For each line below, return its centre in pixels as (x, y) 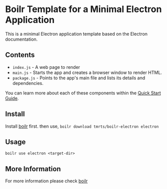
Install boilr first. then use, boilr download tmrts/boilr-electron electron (82, 126)
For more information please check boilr (46, 181)
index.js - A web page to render (46, 67)
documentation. (22, 39)
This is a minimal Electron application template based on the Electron (76, 34)
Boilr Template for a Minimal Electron (83, 9)
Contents (20, 55)
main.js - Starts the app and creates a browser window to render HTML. (87, 72)
